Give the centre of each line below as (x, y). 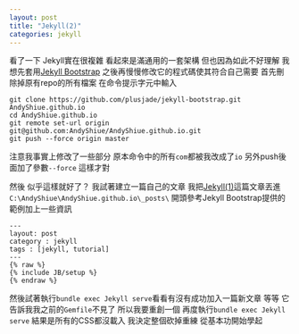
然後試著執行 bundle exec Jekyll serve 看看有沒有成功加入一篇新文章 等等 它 (149, 298)
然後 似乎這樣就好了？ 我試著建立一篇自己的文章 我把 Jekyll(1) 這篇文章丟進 (145, 187)
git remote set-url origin (59, 123)
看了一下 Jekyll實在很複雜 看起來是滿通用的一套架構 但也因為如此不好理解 (145, 61)
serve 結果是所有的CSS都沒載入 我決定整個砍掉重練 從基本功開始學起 (136, 321)
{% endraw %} (33, 281)
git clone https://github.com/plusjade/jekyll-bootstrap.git (125, 100)
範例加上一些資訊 (41, 209)
